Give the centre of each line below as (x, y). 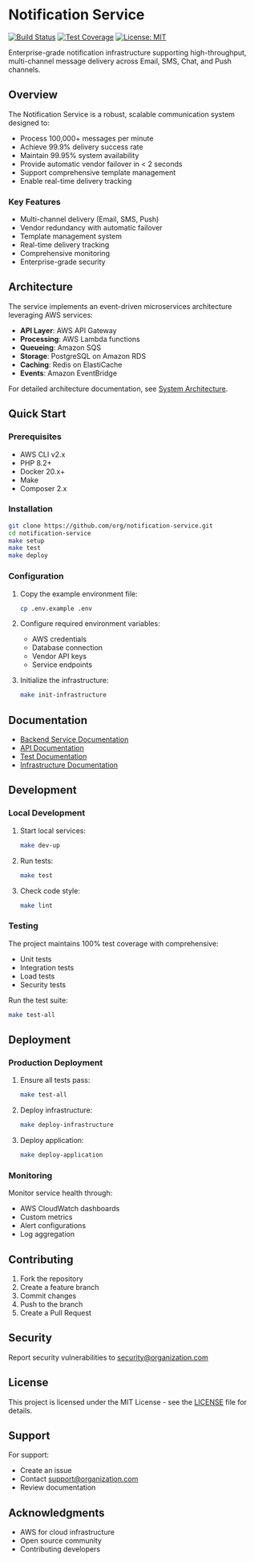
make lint (36, 905)
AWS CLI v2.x (42, 454)
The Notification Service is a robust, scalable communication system (121, 114)
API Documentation (52, 748)
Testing (23, 926)
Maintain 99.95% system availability (79, 155)
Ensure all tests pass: (55, 1080)
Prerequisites (35, 437)
